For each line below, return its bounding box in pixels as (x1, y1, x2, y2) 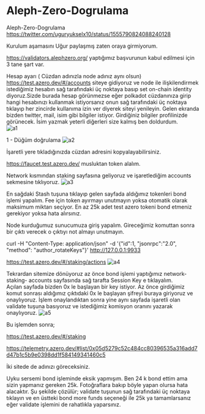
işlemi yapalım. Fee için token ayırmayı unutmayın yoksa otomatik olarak (6, 196, 188, 204)
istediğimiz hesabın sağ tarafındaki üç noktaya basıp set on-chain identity (6, 85, 192, 92)
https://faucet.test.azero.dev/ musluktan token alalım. (6, 160, 141, 167)
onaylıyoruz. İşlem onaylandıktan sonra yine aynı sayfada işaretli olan (6, 296, 181, 303)
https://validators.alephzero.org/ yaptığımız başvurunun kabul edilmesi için (6, 54, 195, 61)
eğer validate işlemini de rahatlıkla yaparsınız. (6, 401, 121, 408)
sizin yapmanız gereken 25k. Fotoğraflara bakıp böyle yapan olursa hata (6, 381, 188, 388)
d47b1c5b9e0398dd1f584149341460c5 (6, 351, 106, 358)
